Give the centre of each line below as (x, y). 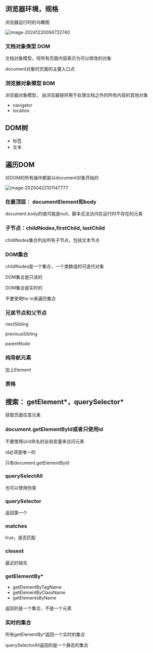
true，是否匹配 (21, 538)
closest (15, 551)
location (21, 111)
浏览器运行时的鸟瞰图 (27, 22)
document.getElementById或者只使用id (54, 429)
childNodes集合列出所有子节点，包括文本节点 (53, 240)
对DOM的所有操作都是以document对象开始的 (52, 178)
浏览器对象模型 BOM (30, 83)
